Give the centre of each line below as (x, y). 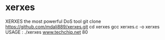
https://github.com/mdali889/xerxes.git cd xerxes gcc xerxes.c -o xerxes (82, 26)
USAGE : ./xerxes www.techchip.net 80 (47, 32)
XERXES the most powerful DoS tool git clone (53, 21)
